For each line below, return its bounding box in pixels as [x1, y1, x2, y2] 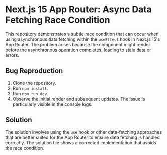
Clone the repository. [12, 80, 56, 86]
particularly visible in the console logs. [12, 101, 93, 107]
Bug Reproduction [5, 67, 63, 75]
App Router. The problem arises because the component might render [5, 41, 151, 47]
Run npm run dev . [12, 90, 49, 96]
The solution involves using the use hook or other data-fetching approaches [5, 129, 162, 135]
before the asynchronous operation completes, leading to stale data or [5, 47, 151, 53]
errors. [5, 52, 19, 58]
